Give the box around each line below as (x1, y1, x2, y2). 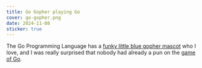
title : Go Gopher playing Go (6, 8, 80, 15)
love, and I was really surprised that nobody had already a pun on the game (6, 49, 196, 56)
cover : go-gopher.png (6, 15, 61, 21)
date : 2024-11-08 (6, 20, 50, 26)
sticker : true (6, 25, 43, 32)
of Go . (6, 55, 23, 63)
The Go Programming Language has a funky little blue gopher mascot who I (6, 42, 197, 50)
